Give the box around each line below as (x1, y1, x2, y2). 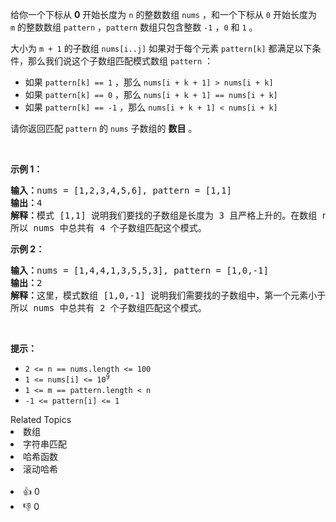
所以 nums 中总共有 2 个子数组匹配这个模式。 (10, 303, 207, 313)
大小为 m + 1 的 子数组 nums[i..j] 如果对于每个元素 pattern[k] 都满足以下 (10, 43, 313, 54)
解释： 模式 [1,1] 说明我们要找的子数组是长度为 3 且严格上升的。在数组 (10, 210, 318, 221)
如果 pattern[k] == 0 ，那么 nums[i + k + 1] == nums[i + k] (24, 89, 278, 100)
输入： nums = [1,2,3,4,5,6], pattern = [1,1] (10, 185, 232, 196)
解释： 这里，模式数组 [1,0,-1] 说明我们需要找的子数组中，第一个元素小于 (10, 290, 327, 301)
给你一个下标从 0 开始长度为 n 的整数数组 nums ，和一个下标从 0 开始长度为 (10, 9, 317, 20)
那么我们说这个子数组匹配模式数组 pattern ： (27, 55, 213, 67)
